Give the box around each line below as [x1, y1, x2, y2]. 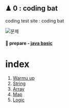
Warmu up [12, 75, 35, 81]
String [12, 80, 26, 87]
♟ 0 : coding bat [5, 4, 58, 13]
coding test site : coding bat [5, 17, 64, 24]
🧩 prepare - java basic [5, 40, 53, 47]
